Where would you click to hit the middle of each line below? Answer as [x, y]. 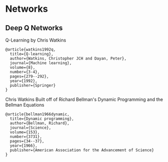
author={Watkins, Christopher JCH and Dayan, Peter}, [68, 58]
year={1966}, [24, 146]
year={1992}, [24, 81]
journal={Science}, [31, 128]
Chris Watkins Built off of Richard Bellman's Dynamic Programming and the [84, 99]
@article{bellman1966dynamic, [38, 114]
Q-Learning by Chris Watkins [36, 40]
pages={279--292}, [30, 76]
